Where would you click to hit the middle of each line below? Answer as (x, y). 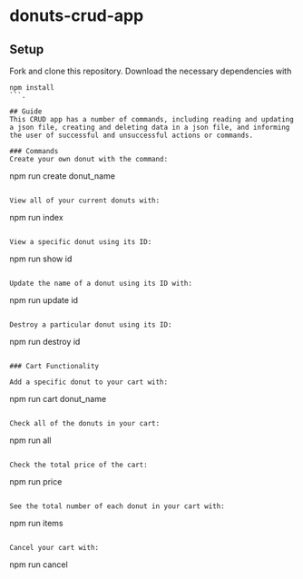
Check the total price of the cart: (78, 465)
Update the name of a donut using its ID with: (101, 283)
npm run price (36, 481)
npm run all (30, 440)
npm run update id (44, 300)
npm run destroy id (45, 342)
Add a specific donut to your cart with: (89, 382)
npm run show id (41, 259)
